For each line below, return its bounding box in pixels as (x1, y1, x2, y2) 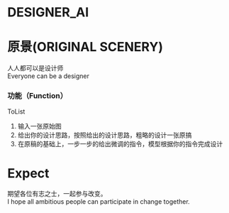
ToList (7, 107, 26, 116)
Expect (7, 165, 50, 181)
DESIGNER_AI (7, 4, 89, 21)
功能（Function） (7, 91, 68, 101)
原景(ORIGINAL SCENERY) (7, 39, 163, 55)
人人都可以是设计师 (7, 64, 64, 72)
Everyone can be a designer (7, 72, 90, 80)
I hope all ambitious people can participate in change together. (7, 197, 190, 206)
